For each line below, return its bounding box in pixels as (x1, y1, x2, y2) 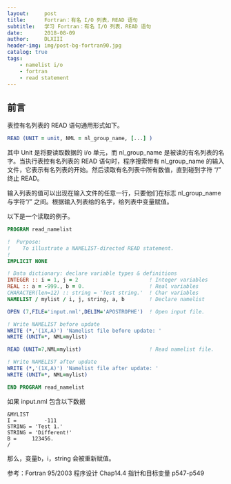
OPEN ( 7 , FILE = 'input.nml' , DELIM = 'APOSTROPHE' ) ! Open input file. (7, 308, 205, 315)
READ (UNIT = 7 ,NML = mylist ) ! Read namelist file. (7, 346, 214, 353)
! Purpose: (7, 238, 41, 245)
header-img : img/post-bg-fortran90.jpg (7, 42, 122, 49)
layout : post (7, 10, 57, 17)
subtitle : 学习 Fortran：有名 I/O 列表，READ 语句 (7, 23, 152, 30)
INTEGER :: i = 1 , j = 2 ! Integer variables (7, 277, 208, 284)
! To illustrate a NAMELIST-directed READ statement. (7, 244, 174, 252)
